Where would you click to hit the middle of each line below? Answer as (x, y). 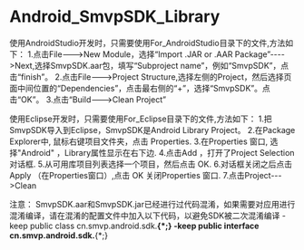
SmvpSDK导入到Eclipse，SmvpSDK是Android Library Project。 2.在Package (152, 130)
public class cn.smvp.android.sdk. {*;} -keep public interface (145, 226)
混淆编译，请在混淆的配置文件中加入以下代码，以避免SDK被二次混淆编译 (145, 216)
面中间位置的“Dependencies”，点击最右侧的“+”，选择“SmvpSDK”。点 (140, 88)
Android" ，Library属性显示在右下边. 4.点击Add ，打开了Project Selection (158, 152)
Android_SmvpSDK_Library (115, 17)
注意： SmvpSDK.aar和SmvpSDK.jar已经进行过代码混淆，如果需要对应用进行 (152, 204)
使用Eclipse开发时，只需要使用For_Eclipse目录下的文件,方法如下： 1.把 (141, 119)
